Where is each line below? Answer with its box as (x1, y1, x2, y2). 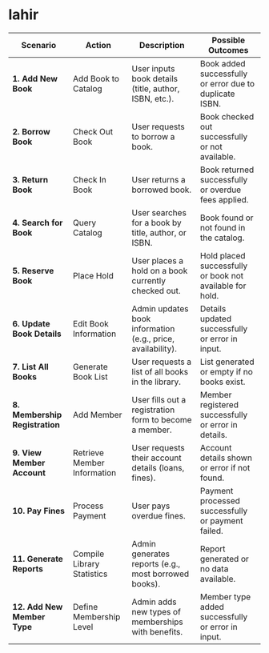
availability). (131, 343, 178, 354)
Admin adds (131, 596, 178, 607)
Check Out (73, 126, 114, 137)
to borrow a (131, 130, 175, 142)
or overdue (199, 184, 242, 195)
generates (131, 548, 171, 559)
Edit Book (73, 318, 110, 329)
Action (85, 39, 112, 50)
